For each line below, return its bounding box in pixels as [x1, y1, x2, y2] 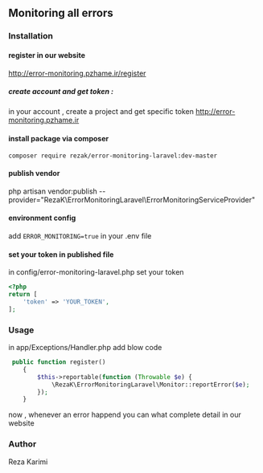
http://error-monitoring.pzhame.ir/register [8, 68, 146, 78]
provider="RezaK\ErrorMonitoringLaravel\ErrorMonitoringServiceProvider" [8, 194, 256, 204]
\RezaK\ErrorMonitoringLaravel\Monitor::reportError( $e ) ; [51, 381, 250, 389]
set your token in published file [8, 249, 114, 259]
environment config [8, 213, 76, 223]
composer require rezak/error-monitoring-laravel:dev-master [8, 152, 218, 160]
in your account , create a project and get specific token [8, 107, 195, 116]
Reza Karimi [8, 457, 48, 467]
